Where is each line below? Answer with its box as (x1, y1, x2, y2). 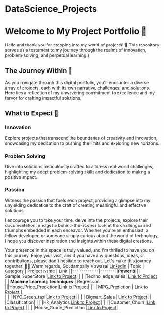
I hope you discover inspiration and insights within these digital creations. (5, 238, 153, 244)
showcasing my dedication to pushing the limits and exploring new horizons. (5, 140, 160, 146)
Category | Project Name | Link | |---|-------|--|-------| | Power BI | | (5, 268, 141, 274)
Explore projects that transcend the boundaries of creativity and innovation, (5, 135, 158, 141)
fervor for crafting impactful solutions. (5, 95, 82, 101)
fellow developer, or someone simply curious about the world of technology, (5, 233, 159, 239)
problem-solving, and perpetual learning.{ (5, 52, 90, 58)
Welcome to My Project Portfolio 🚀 (5, 26, 147, 37)
